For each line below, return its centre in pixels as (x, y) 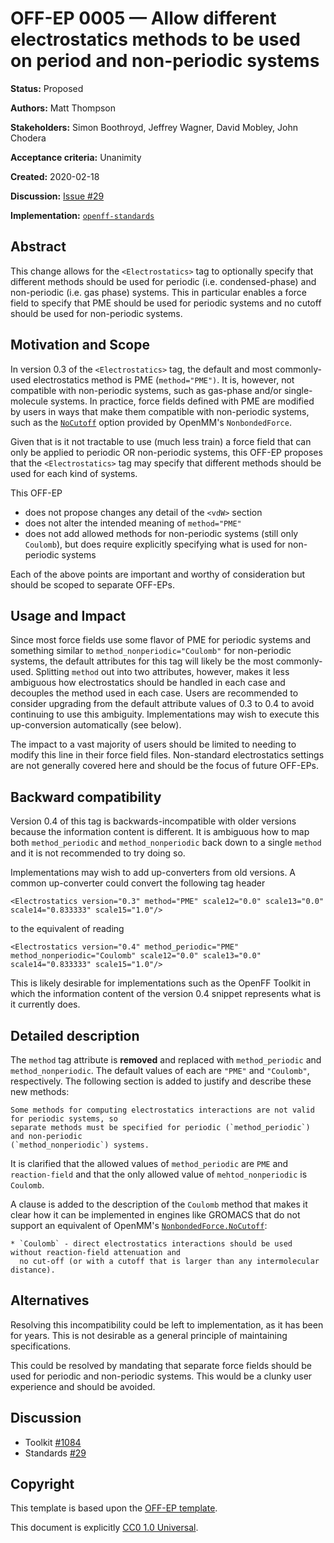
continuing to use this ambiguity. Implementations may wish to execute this (165, 714)
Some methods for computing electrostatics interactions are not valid (162, 1110)
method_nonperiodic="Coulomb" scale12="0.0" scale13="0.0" (136, 956)
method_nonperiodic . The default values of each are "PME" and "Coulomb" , (160, 1070)
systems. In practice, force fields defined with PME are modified (182, 401)
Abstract (38, 247)
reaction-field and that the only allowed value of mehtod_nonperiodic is (159, 1174)
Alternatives (50, 1300)
